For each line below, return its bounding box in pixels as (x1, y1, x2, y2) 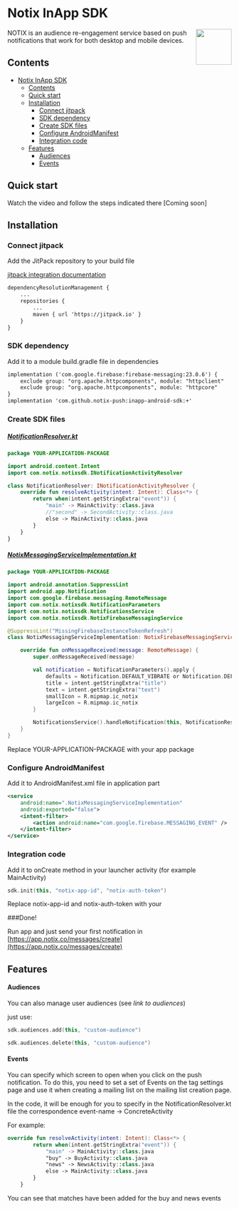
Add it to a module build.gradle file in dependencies (7, 357, 159, 365)
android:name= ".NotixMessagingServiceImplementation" (20, 799, 183, 806)
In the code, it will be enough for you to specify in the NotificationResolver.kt (7, 1099, 232, 1108)
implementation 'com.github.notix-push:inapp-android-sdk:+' (7, 398, 193, 405)
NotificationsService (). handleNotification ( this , (33, 719, 183, 726)
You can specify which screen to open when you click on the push (7, 1070, 202, 1079)
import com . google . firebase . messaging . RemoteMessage (7, 595, 167, 602)
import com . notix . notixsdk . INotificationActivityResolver (7, 469, 183, 477)
